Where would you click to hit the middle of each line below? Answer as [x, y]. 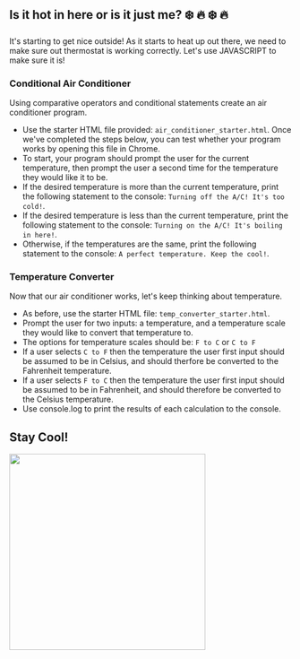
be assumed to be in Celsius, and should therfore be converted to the [150, 361]
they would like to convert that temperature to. [108, 333]
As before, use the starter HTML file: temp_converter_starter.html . [146, 314]
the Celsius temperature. [68, 399]
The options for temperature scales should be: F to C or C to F [139, 343]
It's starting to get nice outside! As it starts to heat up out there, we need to [148, 41]
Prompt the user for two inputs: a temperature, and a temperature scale [154, 323]
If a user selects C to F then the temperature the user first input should [153, 351]
